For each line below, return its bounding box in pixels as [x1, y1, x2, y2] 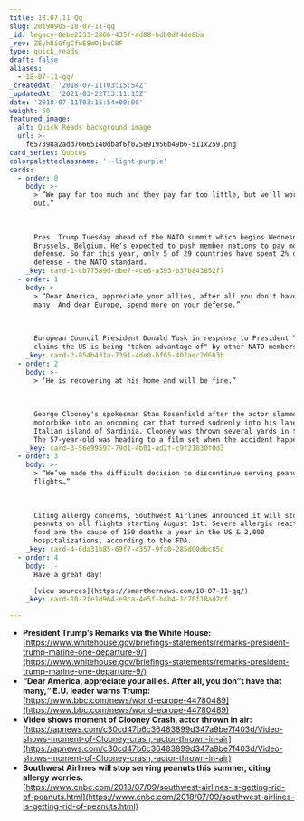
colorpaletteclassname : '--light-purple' [9, 156, 168, 166]
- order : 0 [17, 173, 59, 182]
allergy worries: [22, 772, 84, 783]
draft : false [9, 55, 59, 64]
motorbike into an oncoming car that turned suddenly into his [33, 418, 278, 427]
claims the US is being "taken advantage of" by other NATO [33, 342, 265, 351]
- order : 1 [17, 275, 59, 284]
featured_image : [9, 114, 71, 123]
